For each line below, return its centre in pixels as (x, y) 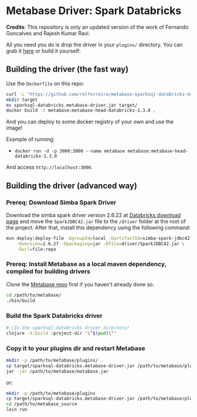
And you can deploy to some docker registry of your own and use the (90, 122)
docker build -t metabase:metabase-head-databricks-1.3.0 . (81, 111)
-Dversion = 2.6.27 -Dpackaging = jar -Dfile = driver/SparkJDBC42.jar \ (101, 244)
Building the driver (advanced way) (72, 186)
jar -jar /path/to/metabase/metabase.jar (57, 371)
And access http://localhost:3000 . (49, 167)
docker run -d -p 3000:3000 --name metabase (70, 151)
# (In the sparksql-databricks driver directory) (68, 328)
